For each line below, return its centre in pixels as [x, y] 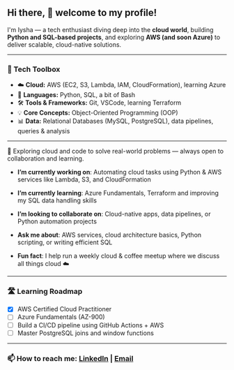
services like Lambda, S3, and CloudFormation [84, 179]
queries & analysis [44, 131]
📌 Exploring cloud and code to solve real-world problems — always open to [116, 151]
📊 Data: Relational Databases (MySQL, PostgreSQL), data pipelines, [115, 121]
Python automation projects [57, 221]
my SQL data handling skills [57, 200]
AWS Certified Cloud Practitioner [64, 309]
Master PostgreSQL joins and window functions [86, 333]
